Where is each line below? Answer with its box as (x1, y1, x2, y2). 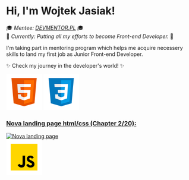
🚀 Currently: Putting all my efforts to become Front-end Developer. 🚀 (6, 33, 174, 40)
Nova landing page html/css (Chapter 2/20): (6, 119, 137, 127)
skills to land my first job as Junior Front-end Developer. (6, 50, 143, 58)
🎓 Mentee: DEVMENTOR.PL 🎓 (6, 24, 84, 31)
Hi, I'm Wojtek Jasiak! (6, 4, 115, 18)
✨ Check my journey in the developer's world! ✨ (6, 62, 125, 69)
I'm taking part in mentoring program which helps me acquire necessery (6, 44, 183, 51)
